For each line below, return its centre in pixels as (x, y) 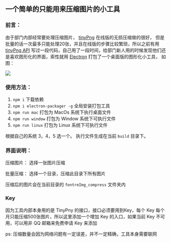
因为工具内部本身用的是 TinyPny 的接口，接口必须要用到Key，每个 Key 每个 (85, 210)
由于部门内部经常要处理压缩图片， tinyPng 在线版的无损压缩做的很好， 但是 (85, 37)
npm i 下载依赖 (28, 99)
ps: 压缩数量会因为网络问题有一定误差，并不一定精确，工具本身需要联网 (81, 234)
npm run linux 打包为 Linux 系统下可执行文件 (60, 125)
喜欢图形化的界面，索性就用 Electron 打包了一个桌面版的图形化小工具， (85, 57)
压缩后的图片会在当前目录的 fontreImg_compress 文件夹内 (65, 184)
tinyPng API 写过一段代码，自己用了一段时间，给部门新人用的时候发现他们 (83, 50)
